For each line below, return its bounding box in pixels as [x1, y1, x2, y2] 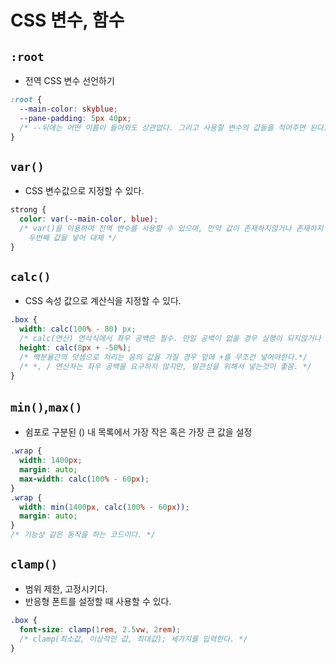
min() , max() [10, 398, 83, 415]
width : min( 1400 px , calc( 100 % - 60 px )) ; [19, 502, 190, 512]
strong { [10, 205, 47, 215]
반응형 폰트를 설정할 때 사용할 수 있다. [24, 595, 172, 607]
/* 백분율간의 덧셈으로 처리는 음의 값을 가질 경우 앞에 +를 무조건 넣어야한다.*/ [19, 352, 308, 362]
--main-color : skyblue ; [19, 104, 118, 114]
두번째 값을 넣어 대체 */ [28, 232, 118, 243]
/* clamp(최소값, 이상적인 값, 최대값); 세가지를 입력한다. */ [19, 634, 248, 644]
